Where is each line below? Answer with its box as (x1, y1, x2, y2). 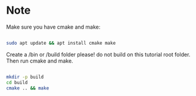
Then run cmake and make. (6, 57, 73, 64)
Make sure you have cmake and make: (6, 23, 101, 30)
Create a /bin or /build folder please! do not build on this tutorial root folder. (6, 51, 191, 58)
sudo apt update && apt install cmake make (6, 40, 116, 46)
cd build (6, 79, 28, 85)
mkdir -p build (6, 74, 44, 80)
